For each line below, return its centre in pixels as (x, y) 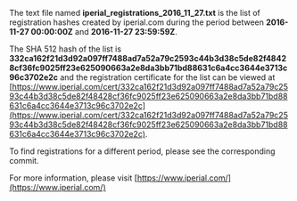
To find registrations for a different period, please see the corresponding (142, 151)
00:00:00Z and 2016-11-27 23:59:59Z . (104, 32)
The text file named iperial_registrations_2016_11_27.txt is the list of (135, 13)
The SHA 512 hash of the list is (66, 49)
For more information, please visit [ (74, 178)
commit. (24, 161)
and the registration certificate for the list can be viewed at (167, 77)
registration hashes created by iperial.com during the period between (137, 22)
